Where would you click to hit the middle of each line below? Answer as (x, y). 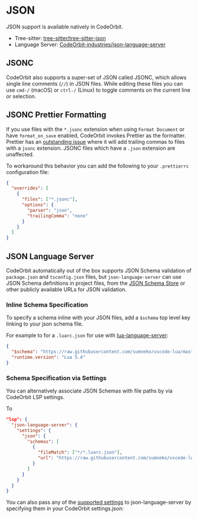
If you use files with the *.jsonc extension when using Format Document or (95, 129)
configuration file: (27, 172)
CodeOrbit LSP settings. (35, 397)
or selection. (21, 96)
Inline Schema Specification (47, 304)
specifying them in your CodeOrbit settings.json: (65, 509)
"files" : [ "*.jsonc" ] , (49, 200)
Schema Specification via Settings (57, 378)
